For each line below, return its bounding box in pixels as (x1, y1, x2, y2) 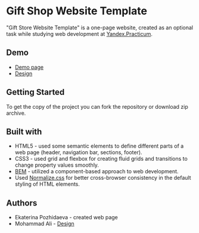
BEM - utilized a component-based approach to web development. (14, 168, 179, 175)
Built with (6, 127, 42, 137)
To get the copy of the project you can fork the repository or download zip (6, 103, 189, 110)
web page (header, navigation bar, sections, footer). (14, 149, 142, 156)
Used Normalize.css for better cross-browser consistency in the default (14, 174, 191, 182)
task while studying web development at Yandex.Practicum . (6, 30, 153, 37)
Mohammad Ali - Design (14, 220, 74, 228)
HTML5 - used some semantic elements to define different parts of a (14, 142, 184, 150)
